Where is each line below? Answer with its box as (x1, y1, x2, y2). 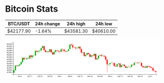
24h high (66, 21, 86, 27)
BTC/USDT (8, 21, 30, 27)
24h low (95, 21, 112, 27)
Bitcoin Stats (5, 3, 58, 15)
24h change (35, 21, 60, 27)
